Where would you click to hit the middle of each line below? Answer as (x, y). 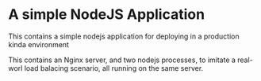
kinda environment (39, 44)
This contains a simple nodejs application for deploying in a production (124, 36)
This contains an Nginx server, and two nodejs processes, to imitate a (122, 60)
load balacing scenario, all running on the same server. (114, 68)
